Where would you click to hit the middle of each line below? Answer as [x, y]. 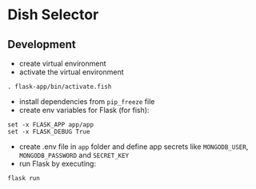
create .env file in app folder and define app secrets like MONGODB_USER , [134, 147]
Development [42, 44]
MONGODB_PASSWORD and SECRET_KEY [74, 155]
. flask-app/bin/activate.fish [60, 86]
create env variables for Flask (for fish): [84, 110]
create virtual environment [62, 63]
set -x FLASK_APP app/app [50, 125]
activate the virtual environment [72, 72]
